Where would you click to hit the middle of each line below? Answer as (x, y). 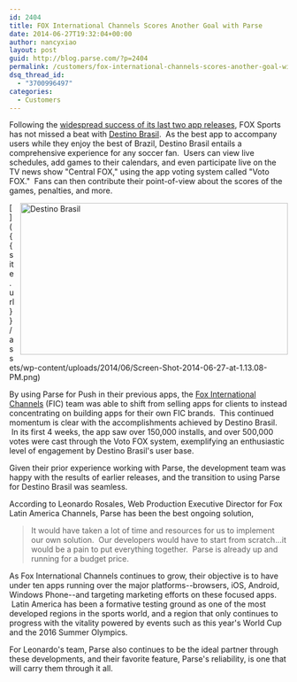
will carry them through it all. (61, 669)
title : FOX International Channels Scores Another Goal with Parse (136, 26)
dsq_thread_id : (37, 75)
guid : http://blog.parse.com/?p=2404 (79, 58)
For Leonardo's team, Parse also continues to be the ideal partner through (144, 650)
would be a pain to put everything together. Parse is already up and (154, 549)
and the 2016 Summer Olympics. (69, 632)
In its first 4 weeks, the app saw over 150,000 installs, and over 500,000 (142, 432)
